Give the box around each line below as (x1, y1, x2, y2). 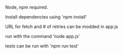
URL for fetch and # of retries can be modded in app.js (5, 23, 118, 29)
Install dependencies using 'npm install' (5, 14, 87, 19)
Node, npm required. (5, 4, 48, 10)
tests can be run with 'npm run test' (5, 43, 79, 49)
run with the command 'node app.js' (5, 33, 80, 39)
